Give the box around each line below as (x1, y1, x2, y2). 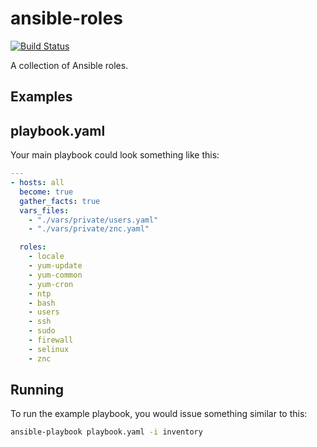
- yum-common (28, 270, 83, 280)
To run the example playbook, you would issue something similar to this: (10, 408, 308, 420)
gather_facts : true (19, 196, 101, 206)
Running (10, 382, 65, 399)
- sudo (28, 326, 56, 336)
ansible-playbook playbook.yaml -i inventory (10, 427, 203, 437)
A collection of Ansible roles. (10, 59, 129, 71)
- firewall (28, 335, 74, 346)
